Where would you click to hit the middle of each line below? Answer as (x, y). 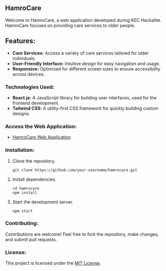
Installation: (20, 150)
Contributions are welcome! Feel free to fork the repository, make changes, (82, 234)
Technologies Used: (30, 87)
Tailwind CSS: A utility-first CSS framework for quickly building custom (85, 108)
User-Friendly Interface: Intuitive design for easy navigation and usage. (86, 64)
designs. (21, 113)
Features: (20, 41)
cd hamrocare (26, 188)
